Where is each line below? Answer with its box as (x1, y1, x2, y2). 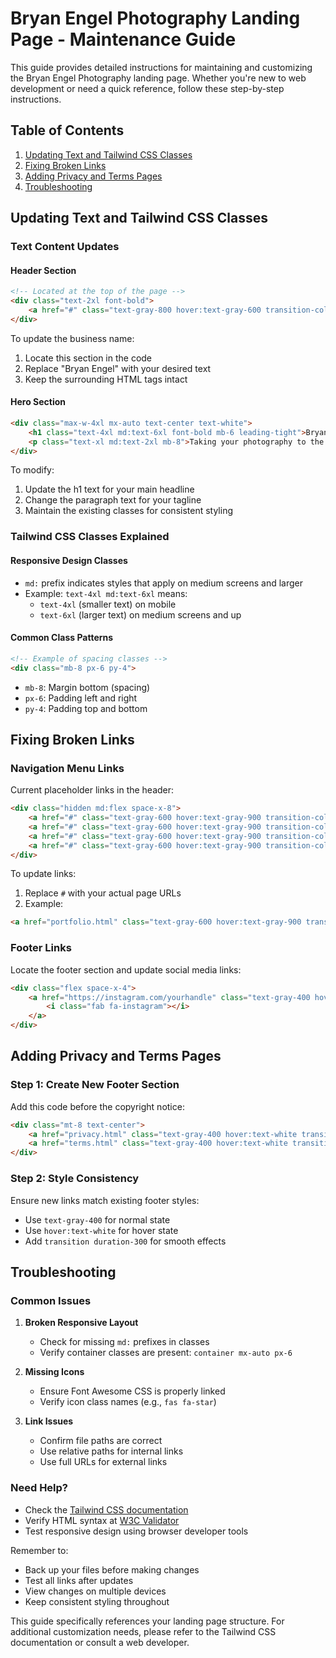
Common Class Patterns (10, 632, 114, 644)
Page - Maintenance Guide (10, 28, 237, 51)
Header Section (10, 264, 77, 276)
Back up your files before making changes (24, 1563, 200, 1576)
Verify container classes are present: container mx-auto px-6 (39, 1347, 293, 1359)
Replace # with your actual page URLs (24, 887, 182, 899)
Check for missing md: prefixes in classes (39, 1336, 210, 1348)
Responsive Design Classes (10, 554, 128, 566)
